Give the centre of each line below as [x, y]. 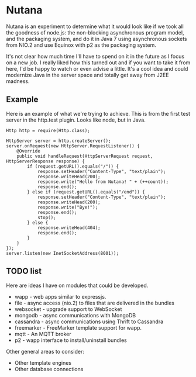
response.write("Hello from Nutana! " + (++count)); [103, 182]
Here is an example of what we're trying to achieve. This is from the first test [98, 113]
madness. [18, 81]
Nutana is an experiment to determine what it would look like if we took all [95, 26]
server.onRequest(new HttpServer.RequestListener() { [73, 146]
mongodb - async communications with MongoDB [75, 315]
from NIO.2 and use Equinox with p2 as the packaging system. [81, 45]
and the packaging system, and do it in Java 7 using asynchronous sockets [97, 39]
